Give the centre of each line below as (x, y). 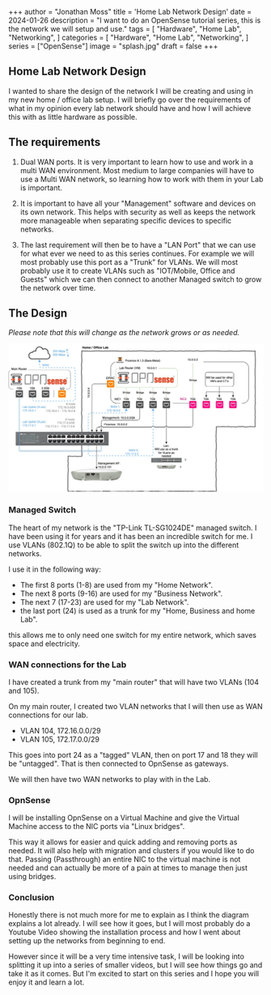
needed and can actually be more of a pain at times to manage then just (128, 868)
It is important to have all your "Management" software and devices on (138, 203)
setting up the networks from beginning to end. (87, 941)
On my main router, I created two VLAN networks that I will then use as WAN (135, 706)
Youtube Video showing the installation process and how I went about (125, 932)
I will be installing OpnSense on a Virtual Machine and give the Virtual (124, 818)
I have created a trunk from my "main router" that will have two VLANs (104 (133, 682)
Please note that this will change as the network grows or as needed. (124, 333)
